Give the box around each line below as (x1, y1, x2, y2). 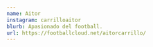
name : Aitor (6, 10, 41, 17)
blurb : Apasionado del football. (6, 23, 103, 30)
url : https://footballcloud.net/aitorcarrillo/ (6, 29, 147, 37)
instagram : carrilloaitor (6, 17, 81, 23)
